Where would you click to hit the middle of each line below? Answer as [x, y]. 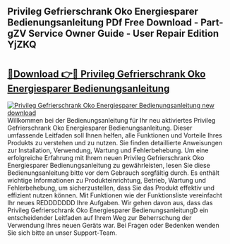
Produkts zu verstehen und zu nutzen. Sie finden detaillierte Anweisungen [115, 143]
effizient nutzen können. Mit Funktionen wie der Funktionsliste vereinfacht [115, 195]
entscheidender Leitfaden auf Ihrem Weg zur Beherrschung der [99, 218]
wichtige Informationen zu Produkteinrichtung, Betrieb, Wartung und [107, 180]
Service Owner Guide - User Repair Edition [123, 33]
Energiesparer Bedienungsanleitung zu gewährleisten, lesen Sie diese [109, 165]
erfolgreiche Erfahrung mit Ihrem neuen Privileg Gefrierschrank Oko [106, 158]
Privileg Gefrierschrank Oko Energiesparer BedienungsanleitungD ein [108, 210]
